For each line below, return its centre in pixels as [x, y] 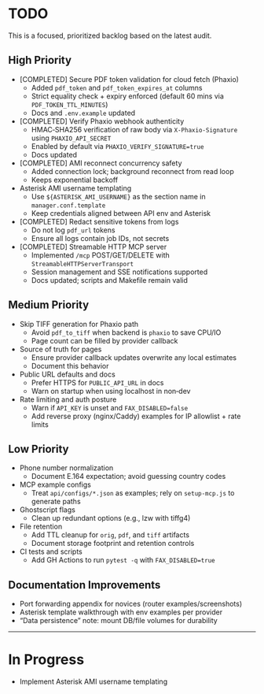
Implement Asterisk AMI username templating [93, 681]
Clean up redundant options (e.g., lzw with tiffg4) [111, 518]
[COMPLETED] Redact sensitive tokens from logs [99, 221]
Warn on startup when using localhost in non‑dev [111, 391]
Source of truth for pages [60, 349]
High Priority [40, 60]
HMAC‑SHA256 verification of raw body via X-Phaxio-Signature [134, 129]
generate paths [56, 502]
